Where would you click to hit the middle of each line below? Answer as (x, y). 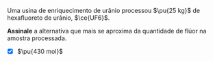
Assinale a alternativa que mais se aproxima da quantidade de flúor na (107, 31)
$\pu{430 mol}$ (40, 51)
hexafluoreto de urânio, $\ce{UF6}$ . (59, 18)
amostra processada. (37, 38)
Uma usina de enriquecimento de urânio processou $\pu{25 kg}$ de (104, 11)
